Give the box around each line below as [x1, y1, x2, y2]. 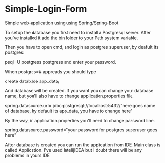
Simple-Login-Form [5, 3, 87, 15]
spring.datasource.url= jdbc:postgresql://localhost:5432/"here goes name [5, 102, 156, 108]
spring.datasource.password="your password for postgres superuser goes [5, 127, 158, 133]
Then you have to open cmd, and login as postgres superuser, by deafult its [5, 44, 159, 50]
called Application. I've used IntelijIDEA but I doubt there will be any [5, 147, 142, 153]
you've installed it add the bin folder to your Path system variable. [5, 35, 138, 41]
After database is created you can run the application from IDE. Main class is [5, 142, 161, 148]
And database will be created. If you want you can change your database [5, 87, 154, 93]
